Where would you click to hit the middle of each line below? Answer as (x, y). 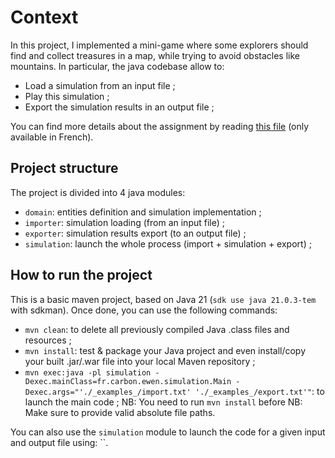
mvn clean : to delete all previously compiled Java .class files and (157, 329)
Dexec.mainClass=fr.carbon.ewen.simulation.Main (128, 381)
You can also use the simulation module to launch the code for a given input (168, 432)
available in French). (52, 137)
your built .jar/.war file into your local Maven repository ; (140, 361)
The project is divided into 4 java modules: (98, 192)
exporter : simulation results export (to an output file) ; (135, 233)
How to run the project (81, 275)
